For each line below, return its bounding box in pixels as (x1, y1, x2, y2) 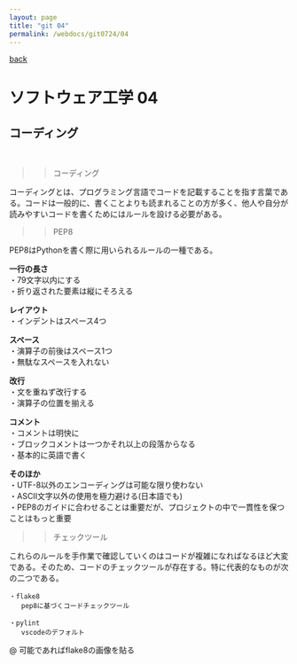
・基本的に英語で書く (9, 449, 87, 461)
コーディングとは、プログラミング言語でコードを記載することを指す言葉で (9, 187, 281, 198)
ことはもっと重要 (9, 513, 72, 524)
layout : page (9, 12, 58, 22)
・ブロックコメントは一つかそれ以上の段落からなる (9, 439, 196, 449)
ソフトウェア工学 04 (9, 88, 159, 107)
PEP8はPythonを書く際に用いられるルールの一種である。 (9, 245, 218, 255)
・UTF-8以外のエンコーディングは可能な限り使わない (9, 480, 204, 490)
